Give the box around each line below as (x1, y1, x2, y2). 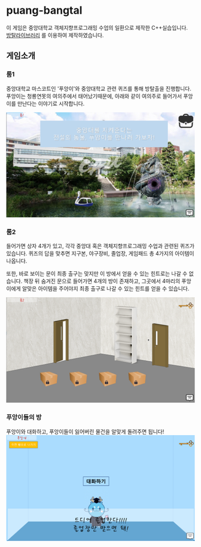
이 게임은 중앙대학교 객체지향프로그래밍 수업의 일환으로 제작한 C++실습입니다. (6, 24, 188, 31)
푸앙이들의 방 (6, 413, 42, 421)
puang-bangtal (6, 4, 83, 17)
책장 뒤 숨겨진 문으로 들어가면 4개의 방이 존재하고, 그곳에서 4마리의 (23, 277, 181, 285)
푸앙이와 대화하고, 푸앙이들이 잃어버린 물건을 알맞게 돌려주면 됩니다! (6, 428, 165, 435)
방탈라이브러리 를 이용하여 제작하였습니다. (6, 31, 104, 39)
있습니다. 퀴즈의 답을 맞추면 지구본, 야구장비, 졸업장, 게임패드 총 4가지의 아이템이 (6, 249, 194, 257)
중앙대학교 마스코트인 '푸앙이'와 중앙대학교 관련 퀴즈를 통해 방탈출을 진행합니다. (6, 85, 191, 92)
